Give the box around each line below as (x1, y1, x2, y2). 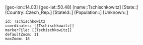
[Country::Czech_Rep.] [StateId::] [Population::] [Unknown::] (5, 9, 128, 15)
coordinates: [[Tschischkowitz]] (5, 23, 74, 28)
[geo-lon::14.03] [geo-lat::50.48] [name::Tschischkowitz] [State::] (5, 4, 139, 10)
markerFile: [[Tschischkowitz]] (5, 28, 72, 33)
